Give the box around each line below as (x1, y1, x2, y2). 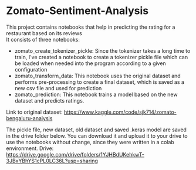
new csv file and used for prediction (14, 84, 102, 91)
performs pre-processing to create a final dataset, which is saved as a (14, 78, 185, 86)
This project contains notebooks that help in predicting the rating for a (6, 23, 175, 30)
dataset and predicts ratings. (14, 97, 85, 104)
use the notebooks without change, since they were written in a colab (6, 138, 174, 145)
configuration (14, 66, 48, 73)
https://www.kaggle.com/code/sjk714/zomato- (63, 108, 177, 115)
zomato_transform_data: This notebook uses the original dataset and (14, 72, 181, 79)
